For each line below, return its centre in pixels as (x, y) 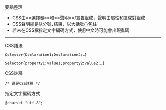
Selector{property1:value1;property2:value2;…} (55, 63)
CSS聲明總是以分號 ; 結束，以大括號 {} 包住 (55, 24)
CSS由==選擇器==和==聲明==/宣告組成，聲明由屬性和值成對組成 (79, 18)
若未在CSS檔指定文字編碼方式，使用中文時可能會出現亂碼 (71, 30)
